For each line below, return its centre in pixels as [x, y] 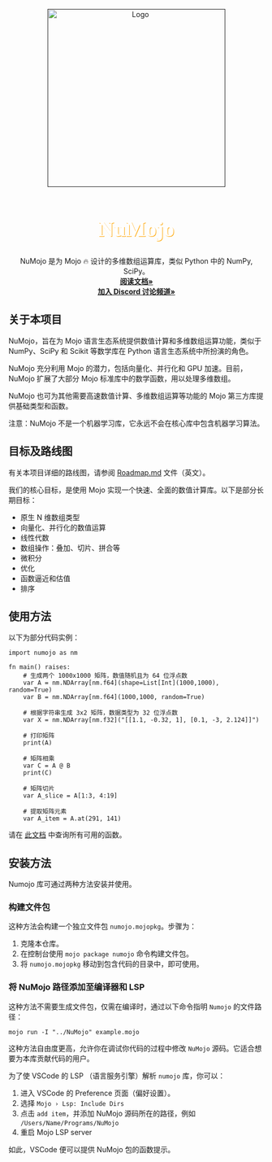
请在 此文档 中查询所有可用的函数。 [67, 835]
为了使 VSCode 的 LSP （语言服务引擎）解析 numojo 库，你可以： [117, 1076]
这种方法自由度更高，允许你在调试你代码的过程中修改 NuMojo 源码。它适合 [132, 1048]
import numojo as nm [43, 653]
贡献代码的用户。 [65, 1058]
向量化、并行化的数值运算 [63, 527]
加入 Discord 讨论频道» [136, 291]
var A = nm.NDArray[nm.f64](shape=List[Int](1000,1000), [121, 683]
